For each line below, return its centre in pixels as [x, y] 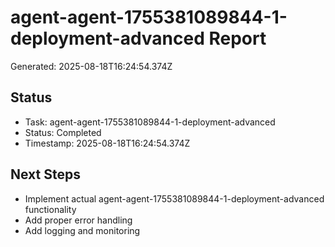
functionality [50, 209]
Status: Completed [63, 132]
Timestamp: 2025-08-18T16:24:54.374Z [107, 143]
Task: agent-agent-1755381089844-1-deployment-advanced [150, 122]
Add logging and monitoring [82, 230]
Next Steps [45, 174]
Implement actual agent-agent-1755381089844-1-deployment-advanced [174, 198]
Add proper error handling [78, 220]
